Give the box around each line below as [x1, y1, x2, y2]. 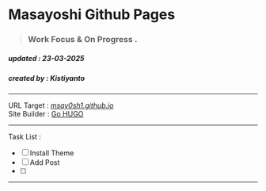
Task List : [8, 132, 42, 142]
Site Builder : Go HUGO [8, 109, 84, 119]
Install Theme [29, 148, 74, 158]
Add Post [29, 158, 60, 167]
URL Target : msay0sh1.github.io [8, 101, 114, 110]
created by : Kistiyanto [8, 74, 85, 83]
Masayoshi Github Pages [8, 6, 176, 24]
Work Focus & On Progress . [27, 34, 138, 45]
